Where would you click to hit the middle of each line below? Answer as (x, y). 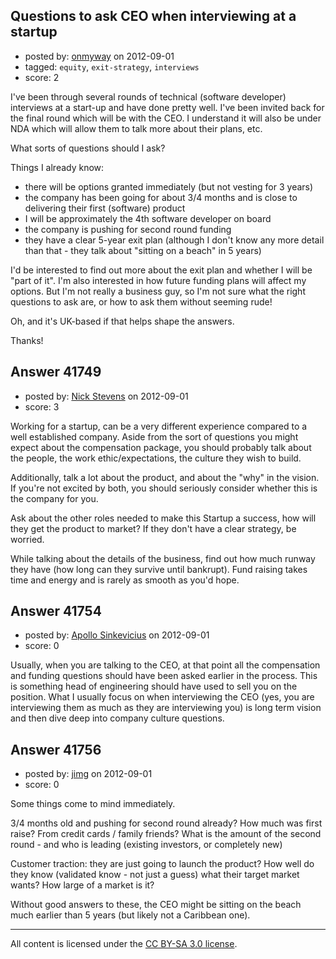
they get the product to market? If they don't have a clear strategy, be (153, 528)
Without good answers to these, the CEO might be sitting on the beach (156, 905)
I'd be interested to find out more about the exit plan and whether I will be (161, 270)
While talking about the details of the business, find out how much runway (163, 558)
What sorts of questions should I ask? (88, 148)
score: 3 (42, 406)
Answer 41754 (56, 611)
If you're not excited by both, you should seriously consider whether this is (164, 488)
